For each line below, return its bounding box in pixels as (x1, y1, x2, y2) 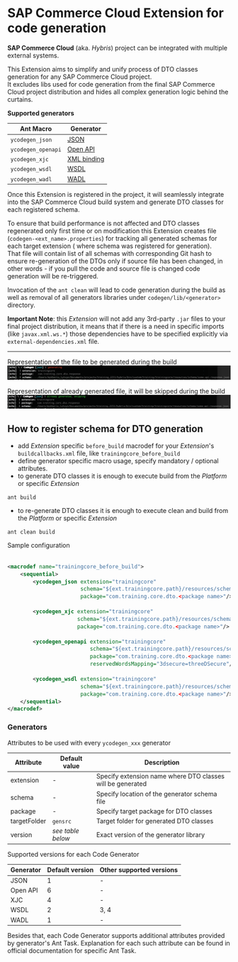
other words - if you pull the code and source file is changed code (7, 264, 200, 273)
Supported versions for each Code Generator (7, 850, 140, 858)
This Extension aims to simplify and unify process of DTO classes (7, 65, 198, 73)
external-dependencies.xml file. (7, 337, 100, 346)
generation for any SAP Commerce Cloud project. (7, 72, 152, 81)
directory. (7, 301, 35, 310)
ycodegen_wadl (10, 175, 52, 183)
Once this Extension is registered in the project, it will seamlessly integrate (7, 190, 225, 199)
